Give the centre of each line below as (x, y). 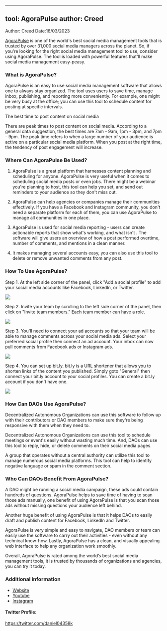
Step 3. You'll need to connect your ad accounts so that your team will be (80, 331)
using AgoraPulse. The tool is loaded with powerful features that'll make (79, 56)
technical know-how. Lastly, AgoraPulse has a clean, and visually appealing (83, 541)
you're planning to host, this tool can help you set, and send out (78, 187)
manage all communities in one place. (51, 218)
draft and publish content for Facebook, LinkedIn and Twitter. (68, 521)
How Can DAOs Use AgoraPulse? (45, 404)
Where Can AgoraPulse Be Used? (46, 160)
